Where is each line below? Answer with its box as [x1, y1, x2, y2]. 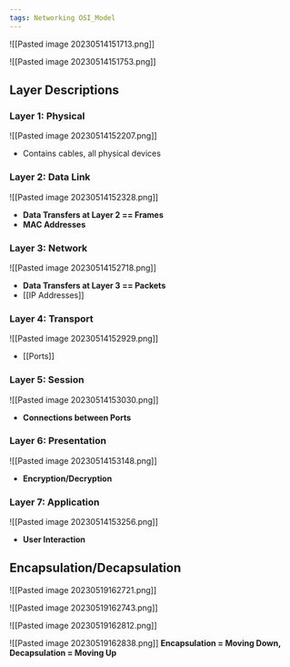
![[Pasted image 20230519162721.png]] [9, 584, 157, 595]
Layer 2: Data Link [9, 170, 91, 183]
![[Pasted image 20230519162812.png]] [9, 620, 157, 631]
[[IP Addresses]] [22, 289, 85, 301]
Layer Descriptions [9, 83, 120, 98]
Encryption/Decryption [22, 473, 113, 484]
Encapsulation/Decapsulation [9, 560, 182, 576]
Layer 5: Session [9, 374, 85, 386]
